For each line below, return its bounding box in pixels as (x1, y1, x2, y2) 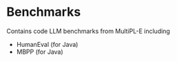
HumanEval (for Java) (16, 40, 79, 48)
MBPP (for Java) (16, 48, 63, 56)
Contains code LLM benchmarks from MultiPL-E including (6, 27, 170, 35)
